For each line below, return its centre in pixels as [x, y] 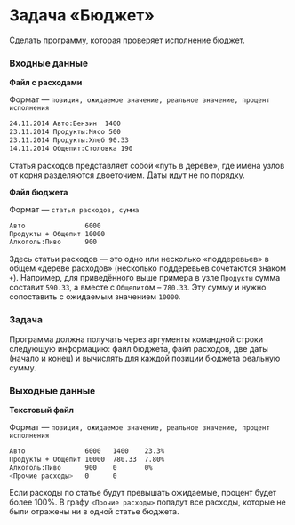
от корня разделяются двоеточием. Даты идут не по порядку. [128, 175]
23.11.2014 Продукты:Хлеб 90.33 [69, 140]
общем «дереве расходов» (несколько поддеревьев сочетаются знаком [148, 268]
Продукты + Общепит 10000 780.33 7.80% [87, 459]
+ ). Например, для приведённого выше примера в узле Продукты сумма [145, 278]
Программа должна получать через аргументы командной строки [136, 339]
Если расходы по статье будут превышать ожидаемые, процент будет [143, 493]
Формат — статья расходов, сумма [74, 209]
